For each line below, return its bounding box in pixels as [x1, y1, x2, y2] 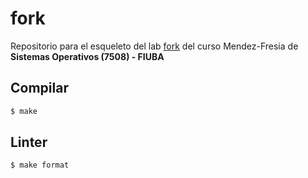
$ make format [10, 160, 70, 171]
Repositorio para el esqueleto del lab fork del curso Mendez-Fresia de [10, 40, 299, 52]
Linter [10, 134, 48, 151]
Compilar [10, 80, 69, 97]
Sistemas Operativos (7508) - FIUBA [10, 50, 165, 62]
